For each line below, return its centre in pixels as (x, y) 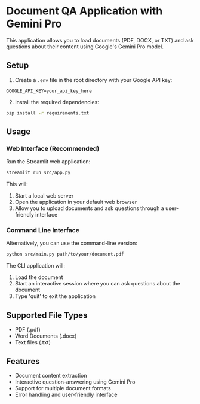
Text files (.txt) (33, 342)
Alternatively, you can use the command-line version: (72, 243)
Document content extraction (51, 375)
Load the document (39, 277)
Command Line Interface (43, 230)
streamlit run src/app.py (38, 173)
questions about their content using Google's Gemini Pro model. (85, 47)
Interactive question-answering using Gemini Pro (75, 382)
